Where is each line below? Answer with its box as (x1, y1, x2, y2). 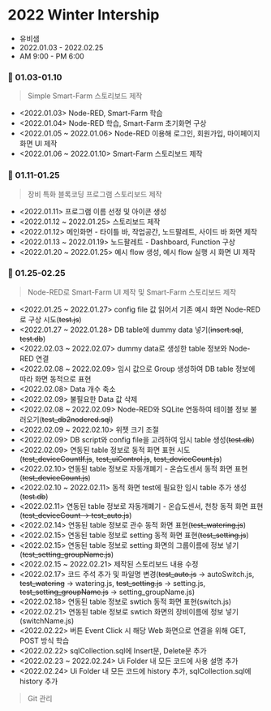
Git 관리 (27, 693, 53, 703)
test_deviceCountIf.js (22, 454, 92, 463)
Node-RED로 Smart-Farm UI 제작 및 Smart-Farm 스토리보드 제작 (27, 287, 237, 297)
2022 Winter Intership (7, 6, 160, 24)
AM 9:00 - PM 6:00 (19, 51, 84, 61)
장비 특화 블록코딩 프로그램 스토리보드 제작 (27, 189, 163, 199)
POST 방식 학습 (19, 636, 70, 645)
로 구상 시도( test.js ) (19, 314, 82, 324)
